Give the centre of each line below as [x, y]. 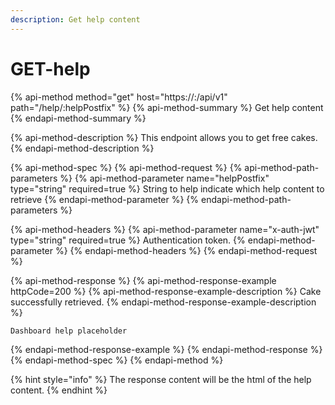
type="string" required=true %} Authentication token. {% [128, 240]
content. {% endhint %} [59, 390]
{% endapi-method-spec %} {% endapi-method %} [117, 360]
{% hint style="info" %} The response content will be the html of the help [161, 379]
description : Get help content [75, 19]
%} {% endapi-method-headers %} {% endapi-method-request [186, 250]
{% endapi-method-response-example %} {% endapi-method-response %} [166, 349]
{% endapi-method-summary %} [78, 118]
